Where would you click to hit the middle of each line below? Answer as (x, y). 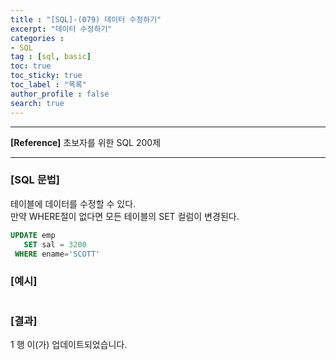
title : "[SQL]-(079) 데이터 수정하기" (86, 19)
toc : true (31, 66)
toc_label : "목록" (49, 85)
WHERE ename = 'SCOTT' (57, 254)
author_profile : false (60, 94)
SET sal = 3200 (55, 244)
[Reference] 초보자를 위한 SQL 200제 (86, 142)
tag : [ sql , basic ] (51, 57)
